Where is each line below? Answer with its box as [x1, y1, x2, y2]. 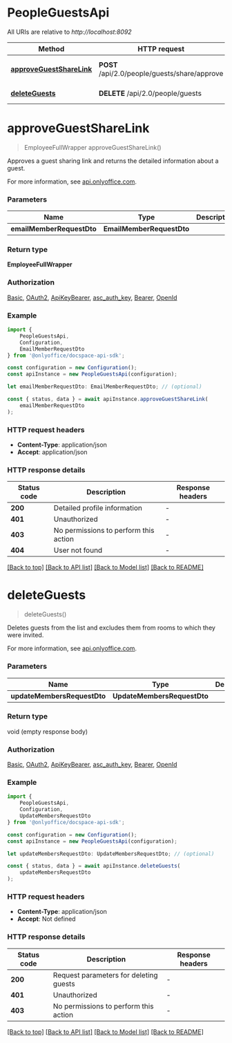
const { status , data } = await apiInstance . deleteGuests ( [7, 863, 181, 870]
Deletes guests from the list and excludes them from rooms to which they [7, 623, 216, 632]
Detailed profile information [53, 503, 143, 513]
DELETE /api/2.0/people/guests [99, 88, 202, 98]
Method [38, 43, 65, 53]
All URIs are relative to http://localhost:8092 [7, 28, 133, 36]
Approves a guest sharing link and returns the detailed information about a [7, 157, 219, 165]
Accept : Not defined [17, 915, 76, 923]
